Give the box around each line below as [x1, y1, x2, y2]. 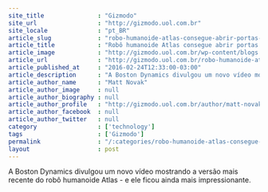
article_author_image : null [8, 85, 120, 94]
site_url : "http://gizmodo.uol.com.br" [8, 19, 202, 27]
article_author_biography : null [8, 93, 120, 101]
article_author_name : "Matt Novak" [8, 78, 148, 86]
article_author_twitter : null [8, 116, 120, 123]
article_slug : [8, 33, 102, 42]
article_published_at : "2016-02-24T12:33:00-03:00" [8, 64, 202, 72]
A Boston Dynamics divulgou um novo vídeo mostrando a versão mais [8, 167, 238, 176]
